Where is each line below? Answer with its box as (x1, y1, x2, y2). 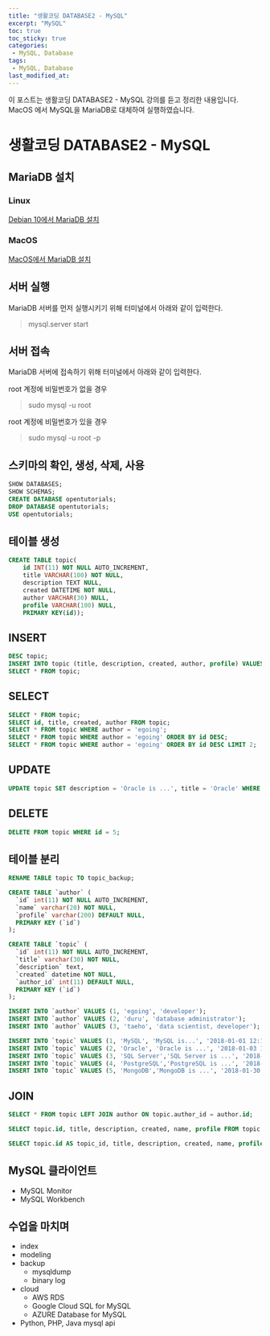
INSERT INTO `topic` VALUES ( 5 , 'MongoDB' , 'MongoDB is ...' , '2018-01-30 (8, 1067, 261, 1075)
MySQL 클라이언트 (8, 1164, 97, 1177)
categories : (8, 42, 48, 50)
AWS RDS (31, 1293, 65, 1302)
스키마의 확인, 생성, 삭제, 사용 (8, 458, 145, 472)
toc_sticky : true (8, 34, 67, 43)
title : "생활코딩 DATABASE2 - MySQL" (8, 11, 129, 20)
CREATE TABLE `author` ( (8, 889, 92, 897)
